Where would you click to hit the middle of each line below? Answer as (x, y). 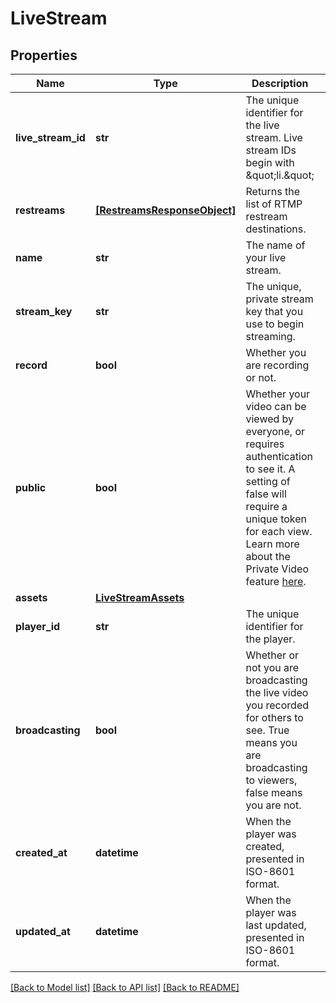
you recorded (277, 705)
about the (268, 556)
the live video (277, 692)
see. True (267, 730)
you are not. (273, 805)
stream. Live (274, 137)
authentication (279, 456)
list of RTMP (274, 204)
